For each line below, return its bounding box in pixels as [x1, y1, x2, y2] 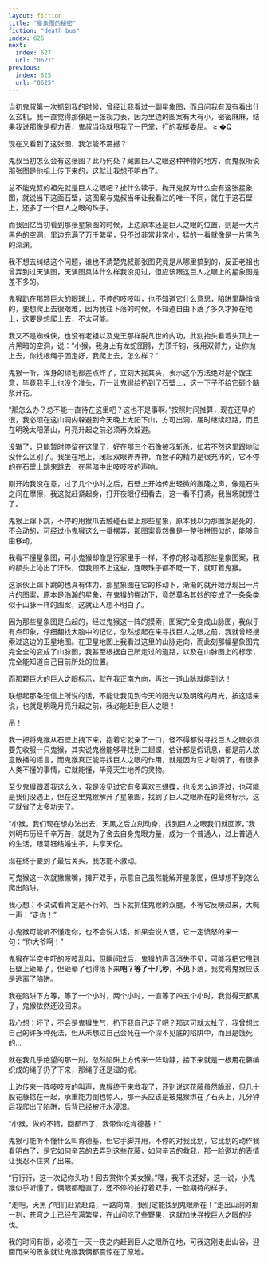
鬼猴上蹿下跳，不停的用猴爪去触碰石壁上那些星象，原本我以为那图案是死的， [8, 515, 260, 525]
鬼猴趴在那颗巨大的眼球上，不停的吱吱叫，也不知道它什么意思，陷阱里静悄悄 [8, 294, 260, 303]
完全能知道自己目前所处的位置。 [8, 657, 113, 666]
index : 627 [15, 49, 52, 57]
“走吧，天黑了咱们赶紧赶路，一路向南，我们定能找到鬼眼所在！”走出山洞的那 [8, 1199, 259, 1209]
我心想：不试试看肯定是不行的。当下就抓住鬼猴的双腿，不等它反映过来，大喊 [8, 899, 260, 909]
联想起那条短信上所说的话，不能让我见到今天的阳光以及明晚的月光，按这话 [8, 690, 253, 700]
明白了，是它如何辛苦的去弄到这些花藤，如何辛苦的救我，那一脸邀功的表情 [14, 1146, 260, 1155]
